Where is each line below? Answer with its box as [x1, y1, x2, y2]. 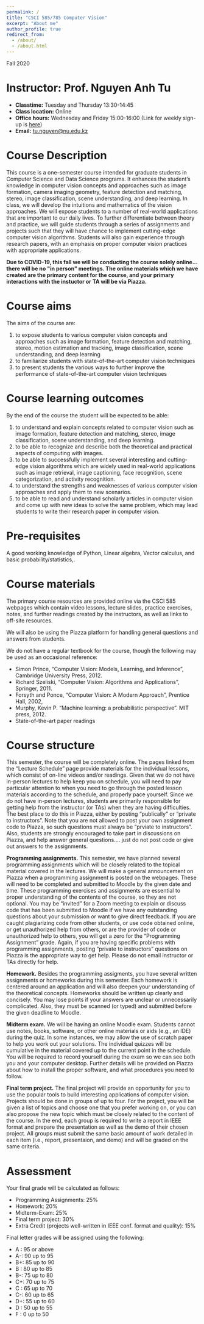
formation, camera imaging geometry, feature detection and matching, [6, 188, 183, 195]
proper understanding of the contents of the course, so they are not [6, 893, 177, 901]
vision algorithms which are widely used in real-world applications [29, 462, 196, 470]
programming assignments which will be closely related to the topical [6, 861, 180, 868]
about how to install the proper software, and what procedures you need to [6, 1066, 195, 1074]
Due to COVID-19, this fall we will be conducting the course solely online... [6, 258, 198, 265]
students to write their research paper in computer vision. [15, 508, 160, 515]
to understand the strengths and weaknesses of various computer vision [15, 481, 198, 489]
